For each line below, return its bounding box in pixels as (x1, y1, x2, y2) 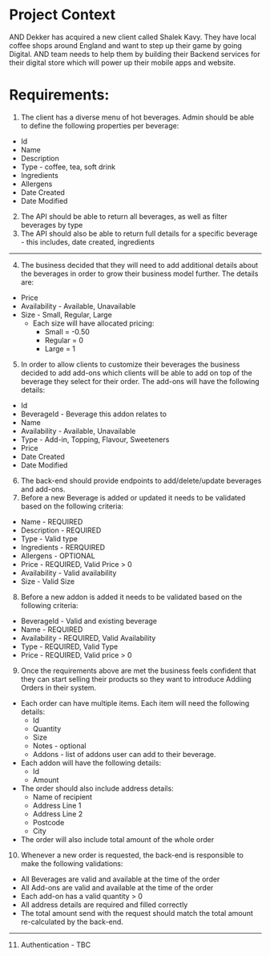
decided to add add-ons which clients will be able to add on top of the (20, 367, 253, 378)
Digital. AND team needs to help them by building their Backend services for (9, 49, 260, 59)
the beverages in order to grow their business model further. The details (20, 269, 259, 278)
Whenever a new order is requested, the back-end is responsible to (20, 850, 244, 860)
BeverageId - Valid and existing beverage (20, 616, 158, 626)
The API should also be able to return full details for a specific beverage (20, 229, 258, 238)
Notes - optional (32, 740, 87, 751)
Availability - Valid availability (20, 568, 117, 577)
